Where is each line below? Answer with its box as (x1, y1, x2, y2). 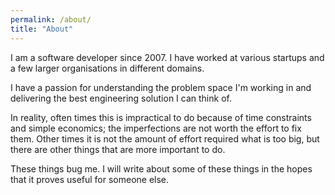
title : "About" (10, 24, 74, 34)
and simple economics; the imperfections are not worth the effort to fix (10, 122, 302, 134)
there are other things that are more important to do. (10, 143, 226, 155)
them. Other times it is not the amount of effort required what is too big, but (10, 132, 320, 145)
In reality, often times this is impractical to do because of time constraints (10, 111, 312, 123)
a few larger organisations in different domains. (10, 62, 205, 74)
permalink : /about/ (10, 14, 92, 25)
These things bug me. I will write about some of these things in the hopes (10, 162, 313, 175)
